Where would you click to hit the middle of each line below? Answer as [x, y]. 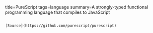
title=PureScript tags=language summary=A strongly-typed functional [76, 7]
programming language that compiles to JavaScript [58, 12]
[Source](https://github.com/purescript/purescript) [61, 26]
